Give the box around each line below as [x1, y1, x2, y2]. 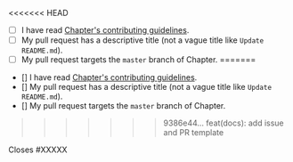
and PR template [163, 127, 224, 138]
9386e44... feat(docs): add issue [163, 117, 284, 128]
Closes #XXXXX [8, 144, 68, 155]
